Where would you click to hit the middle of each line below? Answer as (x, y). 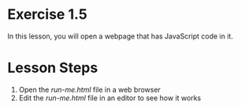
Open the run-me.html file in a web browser (89, 89)
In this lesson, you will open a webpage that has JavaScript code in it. (120, 36)
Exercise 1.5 (47, 15)
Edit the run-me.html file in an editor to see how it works (110, 98)
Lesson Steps (53, 68)
